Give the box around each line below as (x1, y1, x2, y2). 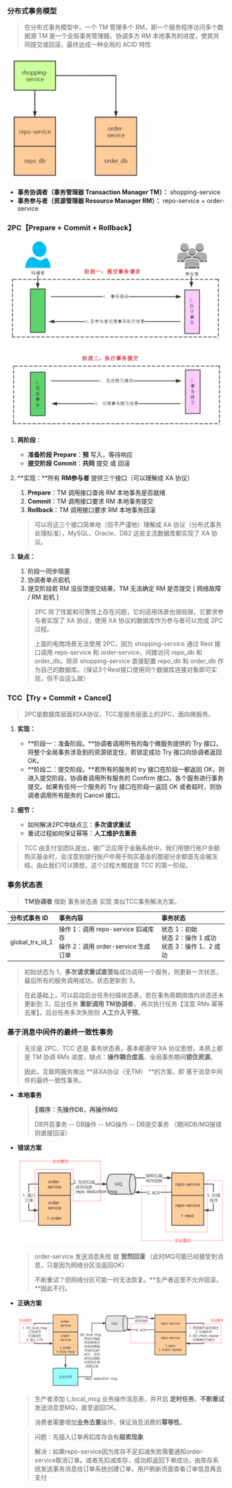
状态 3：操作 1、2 (161, 942, 213, 951)
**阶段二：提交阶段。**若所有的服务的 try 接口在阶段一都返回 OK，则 (27, 765, 225, 774)
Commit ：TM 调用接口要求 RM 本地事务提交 (27, 497, 154, 506)
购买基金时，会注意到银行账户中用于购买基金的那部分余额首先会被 (23, 852, 212, 861)
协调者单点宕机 (27, 575, 70, 584)
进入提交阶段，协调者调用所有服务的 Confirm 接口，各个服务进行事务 (27, 774, 224, 782)
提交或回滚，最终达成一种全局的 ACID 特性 (30, 40, 151, 49)
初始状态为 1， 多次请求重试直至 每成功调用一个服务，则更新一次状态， (23, 967, 222, 975)
